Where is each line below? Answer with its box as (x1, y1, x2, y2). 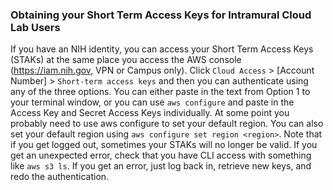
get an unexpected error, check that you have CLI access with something (10, 149, 312, 162)
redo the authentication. (10, 171, 110, 183)
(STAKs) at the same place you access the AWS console (10, 54, 242, 66)
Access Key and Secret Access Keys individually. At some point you (10, 107, 290, 119)
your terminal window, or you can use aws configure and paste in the (10, 96, 295, 108)
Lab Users (10, 20, 61, 34)
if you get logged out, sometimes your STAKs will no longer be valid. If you (10, 139, 318, 151)
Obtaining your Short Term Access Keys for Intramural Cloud (10, 8, 312, 22)
